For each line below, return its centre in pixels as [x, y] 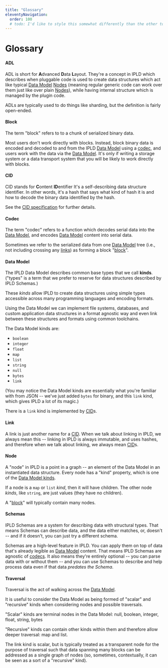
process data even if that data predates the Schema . [59, 567]
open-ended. [19, 110]
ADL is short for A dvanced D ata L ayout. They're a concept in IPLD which [80, 74]
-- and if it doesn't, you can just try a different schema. [62, 536]
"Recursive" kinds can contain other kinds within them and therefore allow [81, 629]
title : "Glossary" [24, 10]
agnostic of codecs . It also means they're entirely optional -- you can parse [83, 556]
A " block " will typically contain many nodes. [50, 502]
